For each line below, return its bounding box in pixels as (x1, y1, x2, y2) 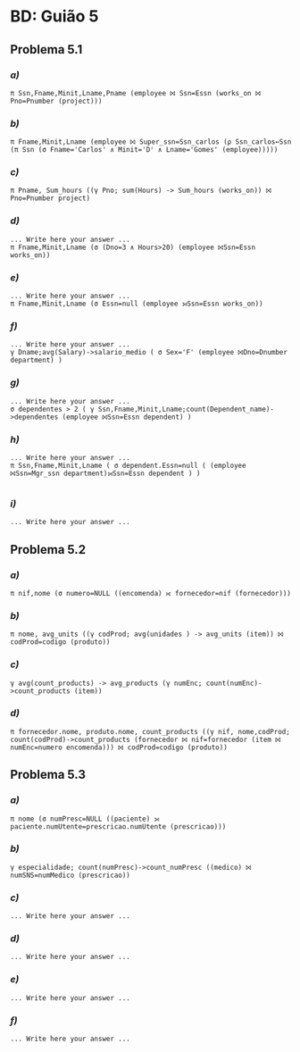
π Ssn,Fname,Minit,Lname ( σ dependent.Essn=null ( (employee (10, 461, 246, 470)
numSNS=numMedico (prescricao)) (10, 871, 130, 880)
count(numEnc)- (205, 679, 262, 688)
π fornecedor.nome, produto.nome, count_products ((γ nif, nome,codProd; (10, 727, 291, 736)
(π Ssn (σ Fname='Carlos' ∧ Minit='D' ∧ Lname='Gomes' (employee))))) (10, 146, 279, 154)
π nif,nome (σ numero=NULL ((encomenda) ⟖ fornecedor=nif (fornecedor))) (10, 589, 291, 597)
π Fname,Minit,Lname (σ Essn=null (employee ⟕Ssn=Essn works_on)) (10, 299, 263, 309)
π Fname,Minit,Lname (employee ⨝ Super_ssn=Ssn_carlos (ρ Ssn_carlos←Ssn (10, 138, 292, 146)
